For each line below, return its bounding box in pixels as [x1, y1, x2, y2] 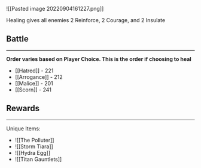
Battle [6, 34, 29, 44]
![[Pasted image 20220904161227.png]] [6, 5, 104, 12]
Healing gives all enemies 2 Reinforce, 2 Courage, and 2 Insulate [6, 17, 166, 23]
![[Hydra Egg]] [14, 149, 51, 156]
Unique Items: [6, 125, 41, 132]
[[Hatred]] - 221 [14, 67, 54, 74]
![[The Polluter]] [14, 136, 54, 143]
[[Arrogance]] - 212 [14, 73, 63, 80]
